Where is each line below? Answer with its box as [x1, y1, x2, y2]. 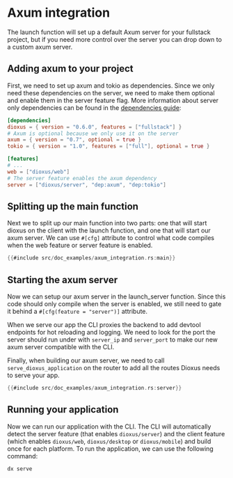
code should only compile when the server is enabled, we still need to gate [7, 300, 222, 308]
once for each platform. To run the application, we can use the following [7, 444, 214, 453]
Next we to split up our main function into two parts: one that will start [7, 219, 207, 228]
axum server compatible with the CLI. [7, 343, 115, 351]
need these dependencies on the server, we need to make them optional [7, 88, 215, 97]
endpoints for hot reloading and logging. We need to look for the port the [7, 328, 216, 336]
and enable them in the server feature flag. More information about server [7, 96, 219, 104]
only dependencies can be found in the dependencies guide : [7, 103, 182, 112]
